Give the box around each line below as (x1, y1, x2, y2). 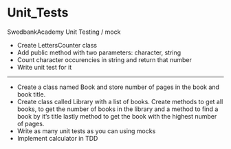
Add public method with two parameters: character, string (16, 48, 181, 57)
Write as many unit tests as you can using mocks (16, 126, 156, 135)
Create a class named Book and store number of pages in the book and (16, 83, 220, 91)
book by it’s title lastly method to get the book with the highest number (16, 112, 217, 120)
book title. (16, 90, 46, 98)
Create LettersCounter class (16, 41, 98, 49)
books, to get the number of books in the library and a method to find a (16, 105, 219, 113)
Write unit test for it (16, 63, 72, 71)
